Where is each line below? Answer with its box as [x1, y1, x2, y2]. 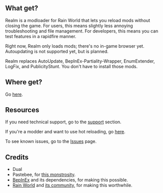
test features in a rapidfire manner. [5, 33, 76, 39]
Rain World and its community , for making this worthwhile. [12, 182, 132, 188]
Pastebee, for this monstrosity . [12, 171, 76, 177]
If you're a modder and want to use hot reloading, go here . [5, 129, 126, 135]
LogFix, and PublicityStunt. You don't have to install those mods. [5, 63, 138, 69]
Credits [5, 153, 29, 161]
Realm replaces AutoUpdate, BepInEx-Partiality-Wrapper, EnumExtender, [5, 58, 155, 64]
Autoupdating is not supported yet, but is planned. [5, 48, 109, 54]
